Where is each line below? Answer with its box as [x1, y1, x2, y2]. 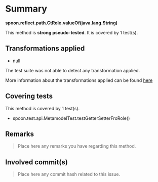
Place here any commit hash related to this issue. [17, 171, 121, 177]
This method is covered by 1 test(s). [5, 105, 80, 111]
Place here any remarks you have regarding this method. [17, 143, 136, 149]
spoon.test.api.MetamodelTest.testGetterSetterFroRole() [12, 115, 130, 121]
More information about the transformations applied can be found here [5, 77, 153, 83]
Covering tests [5, 92, 53, 101]
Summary [5, 3, 47, 15]
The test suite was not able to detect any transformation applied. [5, 67, 140, 73]
